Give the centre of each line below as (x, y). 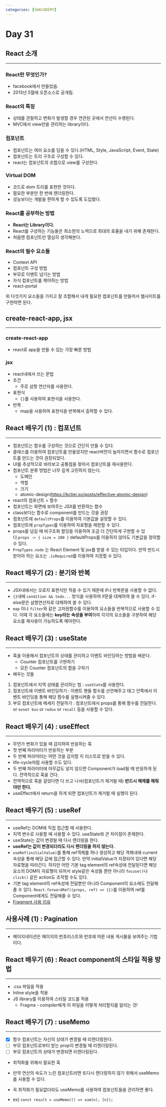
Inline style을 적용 (30, 992)
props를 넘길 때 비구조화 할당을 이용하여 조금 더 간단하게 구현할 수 (76, 531)
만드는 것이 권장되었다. (44, 458)
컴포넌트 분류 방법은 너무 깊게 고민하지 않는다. (57, 470)
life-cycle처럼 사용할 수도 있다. (43, 762)
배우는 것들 (23, 674)
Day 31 (19, 34)
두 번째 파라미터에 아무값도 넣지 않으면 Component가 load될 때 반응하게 (82, 769)
